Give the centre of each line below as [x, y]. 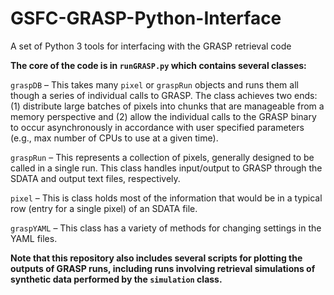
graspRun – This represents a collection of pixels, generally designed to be [162, 157]
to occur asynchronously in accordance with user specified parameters [157, 127]
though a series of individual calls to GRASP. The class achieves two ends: [164, 95]
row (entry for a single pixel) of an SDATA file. [104, 208]
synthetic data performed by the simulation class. [116, 279]
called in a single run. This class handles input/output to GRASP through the [166, 168]
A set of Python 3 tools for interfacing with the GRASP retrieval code [151, 46]
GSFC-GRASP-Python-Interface [146, 18]
